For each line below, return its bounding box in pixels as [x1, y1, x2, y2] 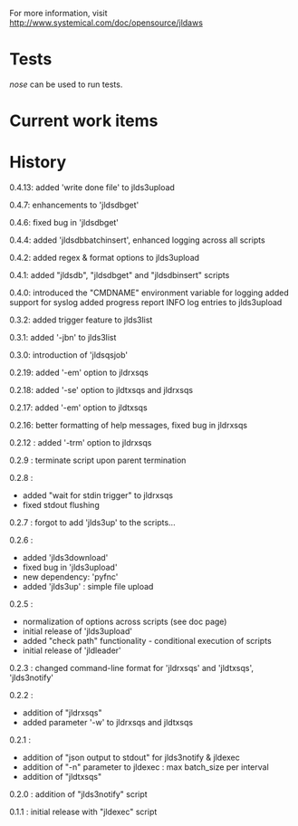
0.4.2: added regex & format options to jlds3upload [9, 253, 200, 264]
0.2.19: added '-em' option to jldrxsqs [9, 367, 149, 379]
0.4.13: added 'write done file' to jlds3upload [9, 182, 175, 193]
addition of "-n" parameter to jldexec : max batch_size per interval [22, 762, 269, 773]
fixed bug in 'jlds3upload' [22, 562, 118, 573]
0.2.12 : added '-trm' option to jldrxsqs [9, 437, 152, 448]
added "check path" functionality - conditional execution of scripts [22, 636, 272, 647]
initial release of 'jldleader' [22, 645, 122, 656]
